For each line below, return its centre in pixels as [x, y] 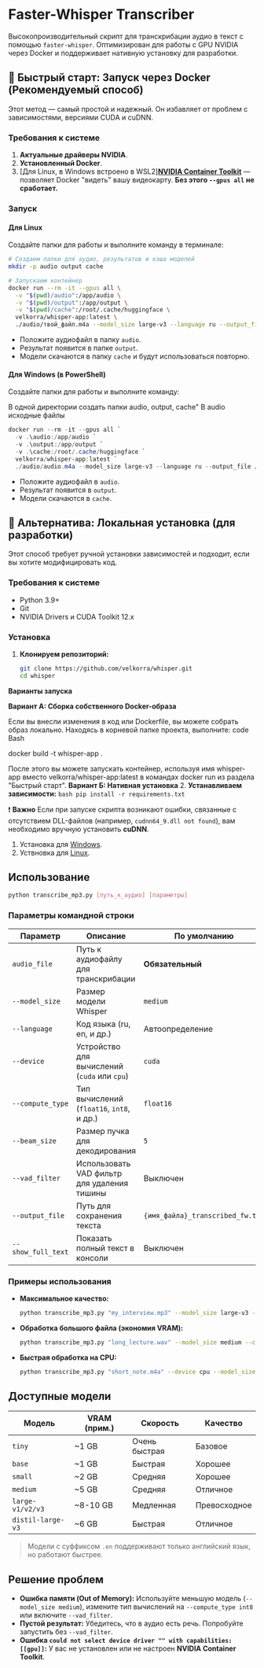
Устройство [98, 1046]
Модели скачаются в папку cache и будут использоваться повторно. [134, 356]
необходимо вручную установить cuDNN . [79, 829]
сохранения [99, 1215]
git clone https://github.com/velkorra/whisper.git [106, 668]
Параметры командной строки [71, 915]
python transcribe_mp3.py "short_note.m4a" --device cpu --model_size [137, 1372]
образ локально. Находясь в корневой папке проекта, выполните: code [128, 730]
